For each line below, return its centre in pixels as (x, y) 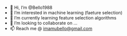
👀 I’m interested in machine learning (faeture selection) (66, 13)
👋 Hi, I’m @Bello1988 (31, 8)
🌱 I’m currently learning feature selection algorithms (63, 18)
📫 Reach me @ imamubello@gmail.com (51, 28)
